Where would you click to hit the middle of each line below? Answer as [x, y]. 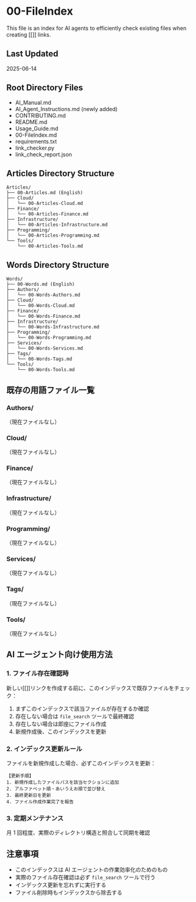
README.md [31, 122]
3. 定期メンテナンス [35, 818]
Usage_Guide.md [37, 128]
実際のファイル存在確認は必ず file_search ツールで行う [85, 878]
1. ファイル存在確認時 [38, 674]
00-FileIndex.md [36, 135]
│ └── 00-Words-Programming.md [49, 338]
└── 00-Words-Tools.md [46, 370]
